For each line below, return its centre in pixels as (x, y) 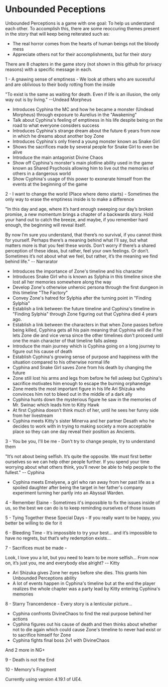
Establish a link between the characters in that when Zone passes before (88, 324)
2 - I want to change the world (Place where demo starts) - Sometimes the (82, 194)
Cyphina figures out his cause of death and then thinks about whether (85, 624)
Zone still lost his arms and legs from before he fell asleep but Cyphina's (87, 378)
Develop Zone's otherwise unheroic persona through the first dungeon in (88, 287)
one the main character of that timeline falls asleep (65, 340)
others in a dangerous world (42, 173)
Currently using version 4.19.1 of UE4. (44, 679)
